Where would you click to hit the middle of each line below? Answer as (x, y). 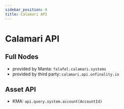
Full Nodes (22, 57)
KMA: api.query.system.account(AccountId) (57, 101)
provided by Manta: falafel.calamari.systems (59, 69)
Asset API (21, 89)
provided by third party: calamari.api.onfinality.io (66, 74)
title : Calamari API (26, 14)
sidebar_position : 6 (26, 10)
